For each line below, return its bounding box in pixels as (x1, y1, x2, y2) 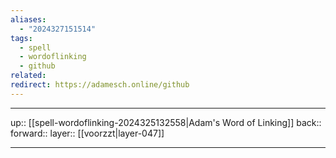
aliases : (10, 14, 47, 25)
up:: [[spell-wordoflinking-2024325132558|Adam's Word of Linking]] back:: (10, 116, 322, 128)
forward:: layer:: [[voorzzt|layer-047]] (10, 127, 165, 139)
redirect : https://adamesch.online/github (10, 80, 190, 90)
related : (10, 71, 47, 81)
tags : (10, 33, 33, 43)
